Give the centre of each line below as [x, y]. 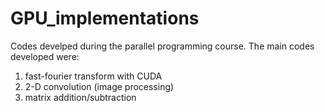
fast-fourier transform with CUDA [93, 76]
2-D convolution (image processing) [99, 86]
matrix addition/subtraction [80, 97]
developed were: [45, 56]
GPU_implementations [105, 18]
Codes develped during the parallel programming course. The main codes [162, 46]
